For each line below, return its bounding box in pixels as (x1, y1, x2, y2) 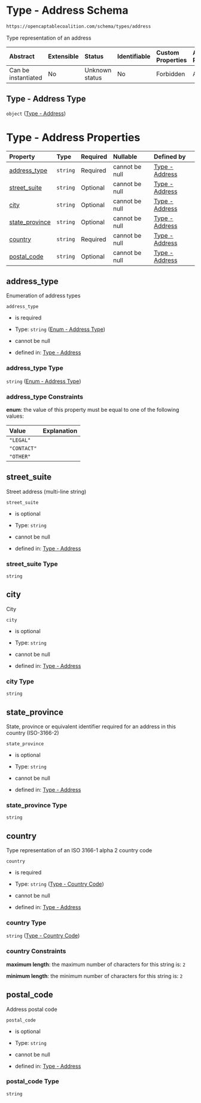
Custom (156, 48, 179, 57)
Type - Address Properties (6, 130, 141, 144)
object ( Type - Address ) (6, 110, 66, 117)
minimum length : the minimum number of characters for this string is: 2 (6, 972, 183, 979)
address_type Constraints (6, 393, 84, 401)
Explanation (42, 426, 78, 434)
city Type (6, 677, 34, 685)
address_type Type (6, 364, 64, 372)
